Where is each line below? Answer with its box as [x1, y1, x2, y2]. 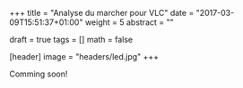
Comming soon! [9, 68, 68, 79]
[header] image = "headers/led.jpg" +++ [9, 52, 160, 61]
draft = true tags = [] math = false [9, 35, 134, 44]
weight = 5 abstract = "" [84, 17, 175, 28]
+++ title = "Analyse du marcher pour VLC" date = [9, 8, 195, 18]
